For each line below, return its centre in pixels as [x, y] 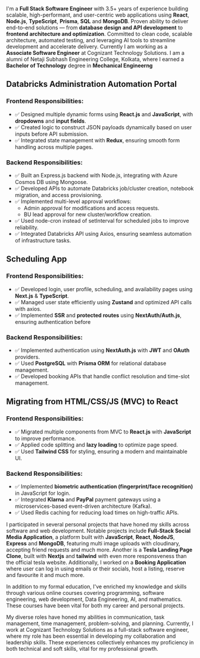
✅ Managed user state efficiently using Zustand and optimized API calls [103, 302]
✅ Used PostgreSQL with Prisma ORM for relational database [90, 363]
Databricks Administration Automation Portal [92, 84]
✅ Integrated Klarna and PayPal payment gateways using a [87, 499]
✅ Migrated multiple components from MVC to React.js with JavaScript [103, 432]
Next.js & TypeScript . [42, 296]
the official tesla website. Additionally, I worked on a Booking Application [96, 562]
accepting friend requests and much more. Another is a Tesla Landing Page [99, 550]
